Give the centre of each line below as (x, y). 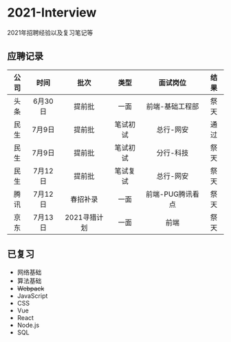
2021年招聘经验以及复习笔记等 (50, 32)
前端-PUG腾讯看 (172, 194)
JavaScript (32, 296)
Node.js (28, 325)
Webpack (31, 288)
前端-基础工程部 (173, 106)
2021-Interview (52, 13)
